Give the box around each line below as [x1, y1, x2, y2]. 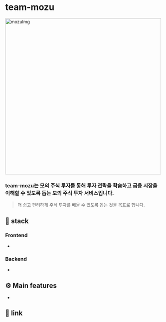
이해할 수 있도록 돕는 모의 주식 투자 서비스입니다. [5, 189, 114, 196]
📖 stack [5, 217, 29, 225]
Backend [5, 255, 27, 262]
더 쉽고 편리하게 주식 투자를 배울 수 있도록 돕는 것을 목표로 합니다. [17, 202, 145, 208]
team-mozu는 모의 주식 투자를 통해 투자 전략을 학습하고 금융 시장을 [5, 182, 158, 189]
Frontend [5, 232, 28, 239]
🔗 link [5, 309, 23, 318]
